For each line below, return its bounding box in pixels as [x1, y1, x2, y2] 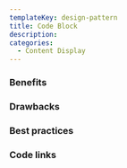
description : [9, 30, 58, 39]
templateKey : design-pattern [9, 13, 118, 22]
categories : [9, 38, 54, 48]
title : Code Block [9, 22, 78, 31]
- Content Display [17, 47, 87, 56]
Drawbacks [9, 100, 60, 112]
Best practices [9, 124, 74, 137]
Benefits [9, 76, 47, 89]
